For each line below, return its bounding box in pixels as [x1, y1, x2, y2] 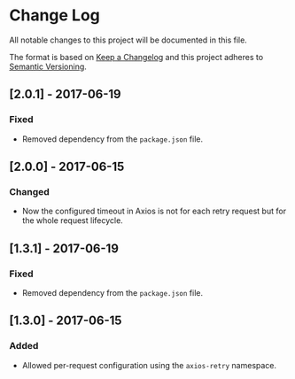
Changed [9, 185, 50, 197]
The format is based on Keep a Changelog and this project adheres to [9, 51, 264, 62]
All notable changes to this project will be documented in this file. [9, 35, 248, 45]
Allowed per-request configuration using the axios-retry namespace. [21, 360, 277, 370]
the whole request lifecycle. [21, 215, 124, 226]
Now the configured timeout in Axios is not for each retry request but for [21, 205, 286, 217]
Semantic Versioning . [9, 61, 87, 72]
